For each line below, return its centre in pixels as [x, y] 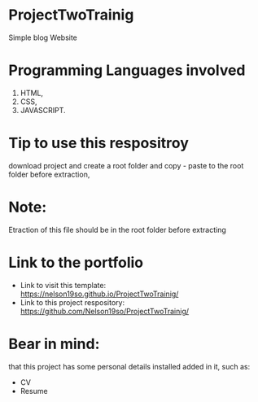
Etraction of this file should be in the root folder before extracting [117, 229]
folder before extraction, [49, 174]
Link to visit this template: [63, 285]
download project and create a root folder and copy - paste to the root [126, 165]
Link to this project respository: [72, 302]
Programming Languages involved [127, 70]
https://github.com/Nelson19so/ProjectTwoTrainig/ [105, 311]
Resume [34, 391]
